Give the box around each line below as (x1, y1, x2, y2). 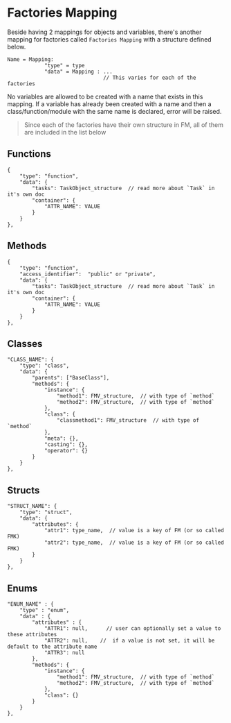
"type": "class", (19, 362, 70, 369)
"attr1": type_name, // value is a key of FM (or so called (44, 527, 225, 534)
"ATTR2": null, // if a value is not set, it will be (44, 637, 215, 644)
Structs (7, 484, 40, 496)
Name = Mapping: (7, 56, 54, 63)
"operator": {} (44, 448, 89, 454)
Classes (7, 338, 43, 350)
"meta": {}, (44, 435, 79, 442)
